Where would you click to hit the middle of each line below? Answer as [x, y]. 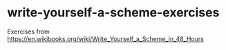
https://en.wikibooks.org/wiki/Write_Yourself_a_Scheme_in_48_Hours [105, 38]
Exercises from [29, 32]
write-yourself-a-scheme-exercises [113, 13]
